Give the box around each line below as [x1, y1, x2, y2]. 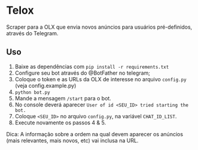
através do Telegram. [6, 29, 59, 36]
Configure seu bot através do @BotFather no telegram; [14, 69, 151, 76]
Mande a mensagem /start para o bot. [14, 94, 112, 102]
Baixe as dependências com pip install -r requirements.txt [14, 63, 169, 70]
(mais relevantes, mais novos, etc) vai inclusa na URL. [6, 137, 139, 144]
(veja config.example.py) [14, 82, 77, 89]
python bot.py [14, 89, 50, 96]
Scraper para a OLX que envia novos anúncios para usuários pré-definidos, [6, 23, 193, 30]
